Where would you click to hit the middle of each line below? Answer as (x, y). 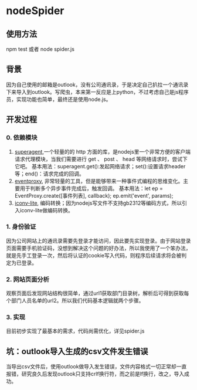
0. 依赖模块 (22, 138)
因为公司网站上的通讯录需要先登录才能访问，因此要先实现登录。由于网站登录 (98, 240)
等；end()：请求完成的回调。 (50, 174)
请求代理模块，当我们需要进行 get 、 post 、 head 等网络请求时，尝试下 (101, 159)
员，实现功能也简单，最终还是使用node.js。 (59, 99)
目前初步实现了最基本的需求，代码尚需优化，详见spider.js (75, 331)
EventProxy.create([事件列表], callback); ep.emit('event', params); (94, 195)
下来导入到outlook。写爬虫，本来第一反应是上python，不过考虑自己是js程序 (97, 91)
